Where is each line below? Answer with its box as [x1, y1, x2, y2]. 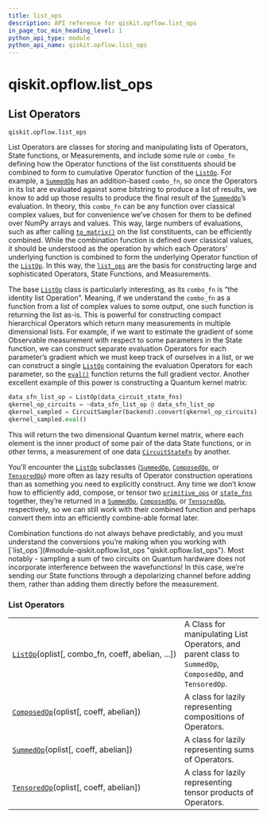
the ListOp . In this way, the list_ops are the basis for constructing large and [8, 260, 257, 271]
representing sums [184, 744, 254, 755]
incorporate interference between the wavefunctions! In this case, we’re [8, 562, 244, 572]
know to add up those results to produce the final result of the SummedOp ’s [8, 193, 246, 203]
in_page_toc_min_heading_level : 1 [8, 26, 123, 34]
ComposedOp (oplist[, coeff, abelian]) [12, 706, 141, 717]
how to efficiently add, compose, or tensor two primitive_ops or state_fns [8, 487, 253, 497]
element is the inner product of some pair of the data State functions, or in [8, 438, 252, 448]
